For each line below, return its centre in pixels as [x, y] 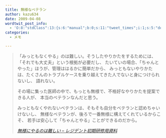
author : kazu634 [22, 14]
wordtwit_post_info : [26, 23]
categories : [17, 33]
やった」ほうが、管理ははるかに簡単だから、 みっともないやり [81, 68]
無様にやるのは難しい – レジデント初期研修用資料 [67, 131]
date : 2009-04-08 [23, 19]
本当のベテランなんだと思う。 [70, 97]
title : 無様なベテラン [26, 10]
